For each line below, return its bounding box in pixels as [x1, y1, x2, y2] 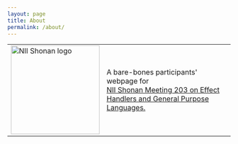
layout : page [7, 10, 46, 18]
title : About [7, 17, 46, 24]
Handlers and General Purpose [106, 94, 209, 104]
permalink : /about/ [7, 23, 65, 31]
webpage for [106, 76, 149, 86]
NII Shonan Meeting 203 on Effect [106, 85, 220, 95]
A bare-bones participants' [106, 67, 198, 77]
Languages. [106, 103, 146, 113]
